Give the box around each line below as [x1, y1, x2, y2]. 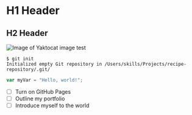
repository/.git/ [6, 66, 51, 72]
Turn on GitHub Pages [15, 88, 71, 95]
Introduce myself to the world [15, 102, 90, 109]
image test [59, 44, 87, 51]
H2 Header [6, 28, 48, 38]
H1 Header [6, 4, 60, 18]
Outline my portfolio [15, 95, 65, 102]
